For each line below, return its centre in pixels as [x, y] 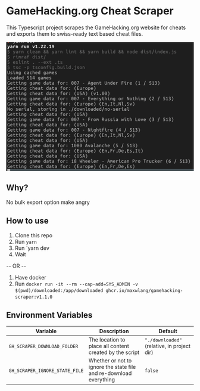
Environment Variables [49, 315]
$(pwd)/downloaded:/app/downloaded [59, 290]
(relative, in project [168, 346]
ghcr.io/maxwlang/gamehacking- [144, 290]
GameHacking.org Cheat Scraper [90, 11]
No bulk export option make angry [48, 202]
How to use [27, 221]
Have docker [30, 277]
